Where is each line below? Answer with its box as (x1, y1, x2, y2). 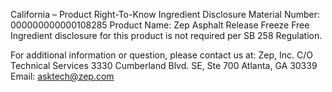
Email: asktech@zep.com (10, 70, 115, 82)
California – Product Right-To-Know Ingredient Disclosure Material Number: (10, 9, 321, 20)
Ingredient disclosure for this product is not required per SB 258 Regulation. (10, 30, 323, 41)
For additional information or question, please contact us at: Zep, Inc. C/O (10, 49, 313, 61)
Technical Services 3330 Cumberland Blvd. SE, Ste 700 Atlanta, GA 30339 (10, 60, 318, 71)
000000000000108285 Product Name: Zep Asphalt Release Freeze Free (10, 19, 310, 31)
